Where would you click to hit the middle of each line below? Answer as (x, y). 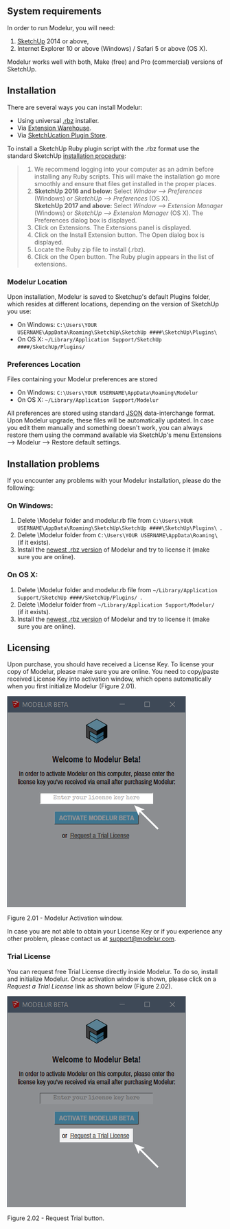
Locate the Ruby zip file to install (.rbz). (90, 249)
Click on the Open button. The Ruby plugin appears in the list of (124, 256)
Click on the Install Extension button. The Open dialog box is (119, 235)
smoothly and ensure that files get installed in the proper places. (125, 183)
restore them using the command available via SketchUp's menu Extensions (114, 435)
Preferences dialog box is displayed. (85, 220)
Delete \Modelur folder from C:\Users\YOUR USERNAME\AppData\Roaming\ (117, 535)
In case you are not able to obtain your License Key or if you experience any (115, 932)
